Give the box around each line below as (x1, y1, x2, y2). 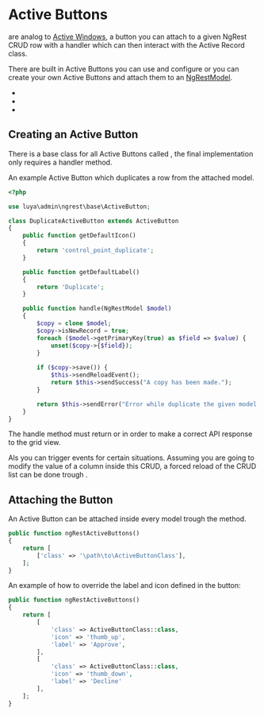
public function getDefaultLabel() (22, 268, 140, 276)
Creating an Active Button (8, 128, 139, 141)
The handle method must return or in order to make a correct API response (8, 429, 253, 439)
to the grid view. (8, 438, 61, 447)
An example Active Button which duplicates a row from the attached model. (8, 172, 255, 182)
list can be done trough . (8, 470, 89, 480)
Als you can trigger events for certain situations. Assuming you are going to (8, 453, 255, 462)
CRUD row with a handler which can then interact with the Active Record (8, 40, 246, 49)
